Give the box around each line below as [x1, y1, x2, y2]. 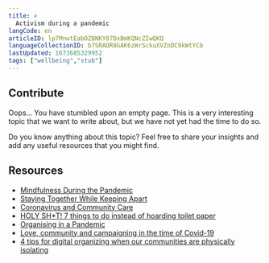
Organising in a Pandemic [19, 219, 106, 229]
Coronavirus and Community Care [19, 202, 134, 212]
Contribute [8, 86, 64, 101]
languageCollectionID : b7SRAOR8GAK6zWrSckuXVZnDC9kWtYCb [8, 42, 204, 50]
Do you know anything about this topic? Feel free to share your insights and [8, 132, 259, 142]
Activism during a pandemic [15, 19, 110, 27]
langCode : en [8, 27, 52, 35]
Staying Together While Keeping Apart [19, 194, 147, 203]
